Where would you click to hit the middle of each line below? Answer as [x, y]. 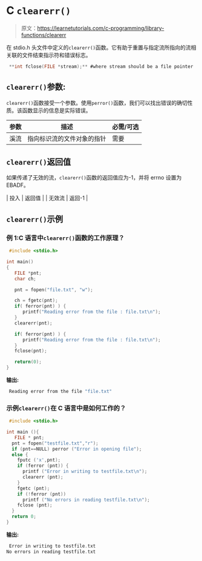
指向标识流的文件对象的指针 [67, 138]
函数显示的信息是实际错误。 [57, 110]
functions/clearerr [44, 35]
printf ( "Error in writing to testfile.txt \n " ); [85, 472]
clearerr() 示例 [35, 219]
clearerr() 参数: [36, 87]
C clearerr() [39, 11]
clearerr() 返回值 [39, 162]
